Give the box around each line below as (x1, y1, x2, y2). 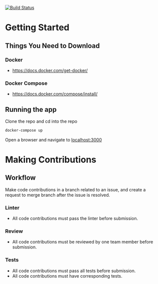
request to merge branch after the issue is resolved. (5, 192, 110, 198)
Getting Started (5, 22, 70, 33)
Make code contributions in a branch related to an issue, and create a (5, 186, 146, 192)
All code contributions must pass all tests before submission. (12, 268, 136, 274)
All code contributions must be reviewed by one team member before (12, 239, 154, 245)
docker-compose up (5, 128, 43, 133)
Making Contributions (5, 154, 96, 165)
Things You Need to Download (5, 41, 100, 50)
